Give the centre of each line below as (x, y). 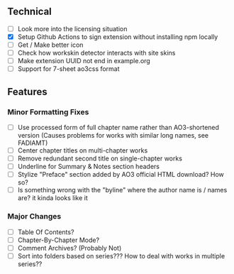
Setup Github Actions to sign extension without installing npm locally (118, 37)
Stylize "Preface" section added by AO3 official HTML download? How (121, 175)
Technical (29, 12)
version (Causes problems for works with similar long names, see (113, 135)
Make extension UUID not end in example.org (84, 61)
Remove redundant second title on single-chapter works (100, 158)
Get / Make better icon (50, 45)
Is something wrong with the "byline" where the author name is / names (122, 190)
